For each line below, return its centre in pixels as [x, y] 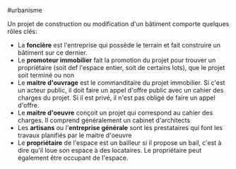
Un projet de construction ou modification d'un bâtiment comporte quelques [118, 24]
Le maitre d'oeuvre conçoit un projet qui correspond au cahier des [115, 113]
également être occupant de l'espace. [73, 158]
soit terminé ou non [46, 75]
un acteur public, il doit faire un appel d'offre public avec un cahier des [120, 90]
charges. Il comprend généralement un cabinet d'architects [104, 120]
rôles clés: [22, 31]
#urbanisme [25, 10]
